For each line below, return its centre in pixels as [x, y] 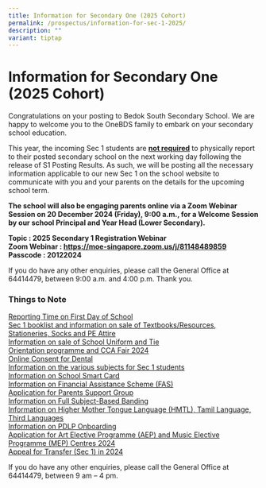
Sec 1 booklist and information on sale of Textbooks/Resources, [112, 325]
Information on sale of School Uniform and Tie [84, 342]
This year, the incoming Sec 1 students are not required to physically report [132, 149]
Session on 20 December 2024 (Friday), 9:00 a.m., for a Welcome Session [133, 215]
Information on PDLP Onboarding [62, 427]
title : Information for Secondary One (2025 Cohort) [97, 15]
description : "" [35, 30]
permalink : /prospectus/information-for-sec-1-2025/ [97, 23]
